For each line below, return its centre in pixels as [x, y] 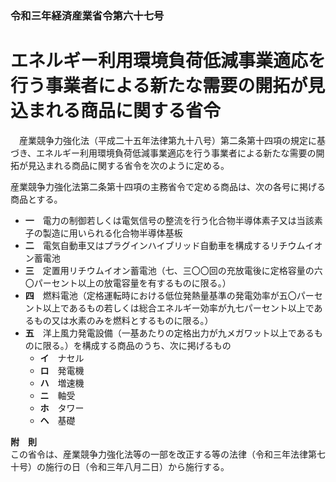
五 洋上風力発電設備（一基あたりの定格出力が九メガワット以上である [169, 333]
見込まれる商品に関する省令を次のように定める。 [128, 165]
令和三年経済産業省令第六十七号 [87, 15]
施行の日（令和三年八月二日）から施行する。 [137, 466]
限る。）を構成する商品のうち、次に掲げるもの [137, 345]
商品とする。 [36, 199]
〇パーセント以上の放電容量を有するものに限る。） [128, 283]
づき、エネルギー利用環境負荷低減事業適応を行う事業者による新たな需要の [163, 153]
